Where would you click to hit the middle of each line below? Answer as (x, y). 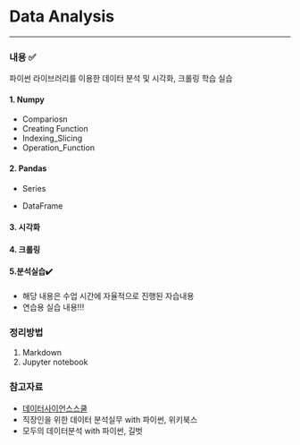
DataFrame (42, 205)
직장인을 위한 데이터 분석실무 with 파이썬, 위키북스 (110, 419)
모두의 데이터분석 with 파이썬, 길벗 (82, 431)
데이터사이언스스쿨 (54, 408)
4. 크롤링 (25, 249)
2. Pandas (28, 168)
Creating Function (55, 129)
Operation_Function (58, 148)
